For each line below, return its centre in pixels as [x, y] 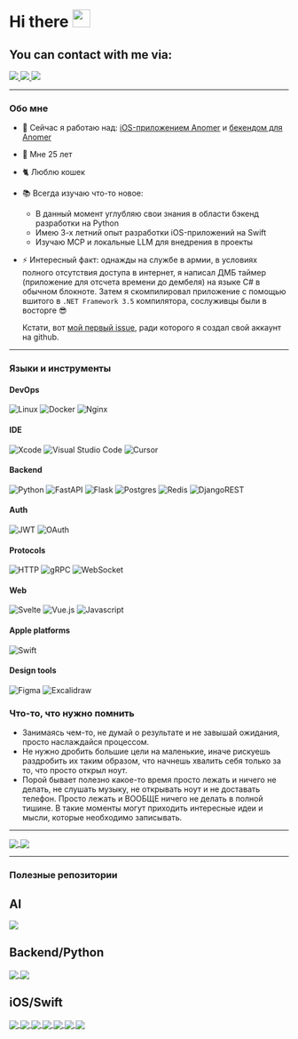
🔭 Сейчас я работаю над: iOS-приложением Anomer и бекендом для [152, 128]
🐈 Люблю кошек [54, 172]
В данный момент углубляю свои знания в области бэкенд [147, 214]
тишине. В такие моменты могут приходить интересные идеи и [142, 808]
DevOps [24, 389]
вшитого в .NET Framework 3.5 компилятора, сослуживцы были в [145, 301]
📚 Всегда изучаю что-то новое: [82, 193]
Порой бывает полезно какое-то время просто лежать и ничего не [149, 780]
